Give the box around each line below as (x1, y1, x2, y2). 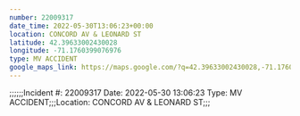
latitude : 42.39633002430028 (9, 37, 118, 47)
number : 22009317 (9, 12, 74, 22)
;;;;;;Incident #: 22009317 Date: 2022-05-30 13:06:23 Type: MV (9, 87, 243, 98)
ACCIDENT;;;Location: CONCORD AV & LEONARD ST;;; (9, 96, 211, 107)
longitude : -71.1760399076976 (9, 46, 122, 55)
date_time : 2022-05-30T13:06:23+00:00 (9, 21, 154, 30)
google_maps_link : (9, 63, 78, 72)
